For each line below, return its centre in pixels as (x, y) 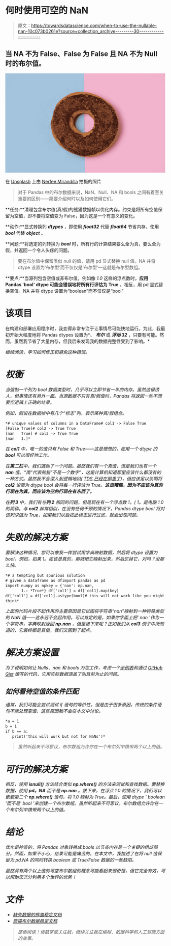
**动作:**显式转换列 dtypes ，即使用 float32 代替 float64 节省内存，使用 (82, 227)
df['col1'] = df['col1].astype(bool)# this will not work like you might (85, 596)
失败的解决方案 (37, 537)
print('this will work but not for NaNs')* (59, 737)
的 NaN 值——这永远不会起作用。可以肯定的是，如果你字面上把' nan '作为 (82, 617)
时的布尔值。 (25, 63)
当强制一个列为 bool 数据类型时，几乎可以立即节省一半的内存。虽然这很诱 (82, 389)
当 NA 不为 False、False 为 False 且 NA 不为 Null (81, 54)
